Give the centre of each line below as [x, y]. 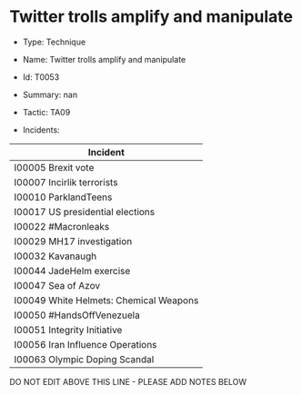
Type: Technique [54, 42]
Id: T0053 [41, 77]
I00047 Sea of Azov [57, 285]
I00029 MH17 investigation [73, 241]
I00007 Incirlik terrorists [66, 182]
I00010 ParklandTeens [63, 197]
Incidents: [41, 130]
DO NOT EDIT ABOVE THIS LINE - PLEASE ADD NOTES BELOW [128, 381]
